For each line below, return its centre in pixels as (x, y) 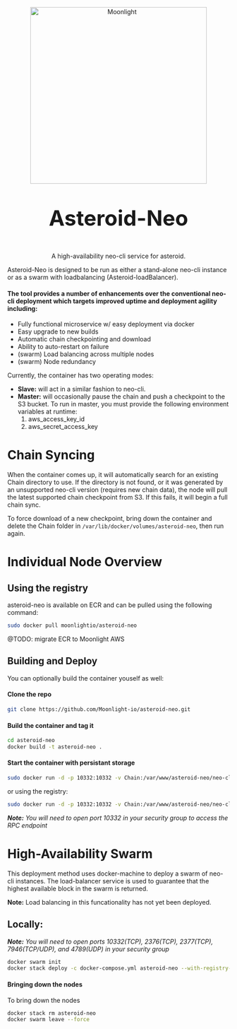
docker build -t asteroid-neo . (55, 747)
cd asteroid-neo (31, 741)
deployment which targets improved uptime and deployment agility (116, 301)
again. (17, 534)
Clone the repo (29, 694)
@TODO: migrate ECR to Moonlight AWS (66, 639)
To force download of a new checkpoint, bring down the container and (110, 519)
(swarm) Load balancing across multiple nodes (86, 354)
